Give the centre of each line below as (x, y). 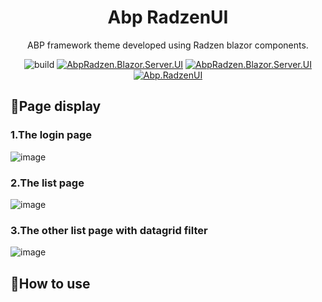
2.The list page (47, 183)
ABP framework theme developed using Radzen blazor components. (168, 45)
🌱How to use (50, 283)
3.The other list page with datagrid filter (109, 230)
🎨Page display (56, 106)
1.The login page (51, 135)
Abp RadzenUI (168, 17)
